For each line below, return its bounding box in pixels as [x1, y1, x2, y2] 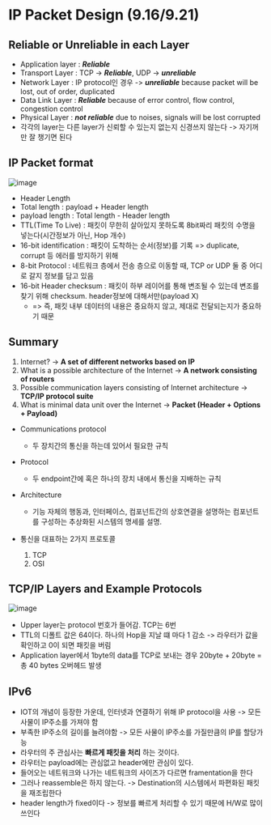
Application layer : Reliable [19, 59, 111, 69]
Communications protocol [19, 423, 107, 434]
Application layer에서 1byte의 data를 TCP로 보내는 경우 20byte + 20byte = [19, 650, 262, 661]
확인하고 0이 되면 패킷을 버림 [19, 640, 112, 650]
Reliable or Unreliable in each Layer [8, 38, 190, 52]
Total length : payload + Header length [19, 202, 149, 211]
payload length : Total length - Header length [19, 211, 171, 220]
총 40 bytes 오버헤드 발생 [19, 661, 102, 670]
